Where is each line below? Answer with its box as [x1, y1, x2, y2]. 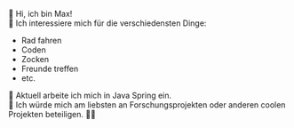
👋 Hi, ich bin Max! [8, 9, 73, 19]
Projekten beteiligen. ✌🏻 [8, 109, 97, 119]
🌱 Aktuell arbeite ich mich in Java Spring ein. [8, 90, 172, 100]
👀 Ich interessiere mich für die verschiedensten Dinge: [8, 18, 207, 28]
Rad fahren [20, 36, 62, 45]
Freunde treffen [20, 63, 79, 74]
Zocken [20, 54, 50, 64]
